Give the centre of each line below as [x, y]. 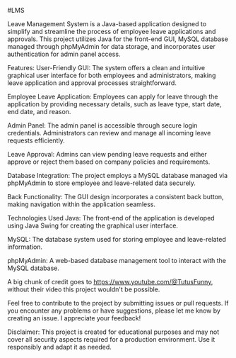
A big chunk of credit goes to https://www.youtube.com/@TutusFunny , [110, 282]
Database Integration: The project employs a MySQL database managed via [118, 175]
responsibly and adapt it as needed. [59, 347]
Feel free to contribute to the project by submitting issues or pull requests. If [118, 303]
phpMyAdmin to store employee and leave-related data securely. [102, 183]
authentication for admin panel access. [64, 54]
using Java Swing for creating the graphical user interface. [93, 225]
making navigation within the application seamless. [82, 204]
